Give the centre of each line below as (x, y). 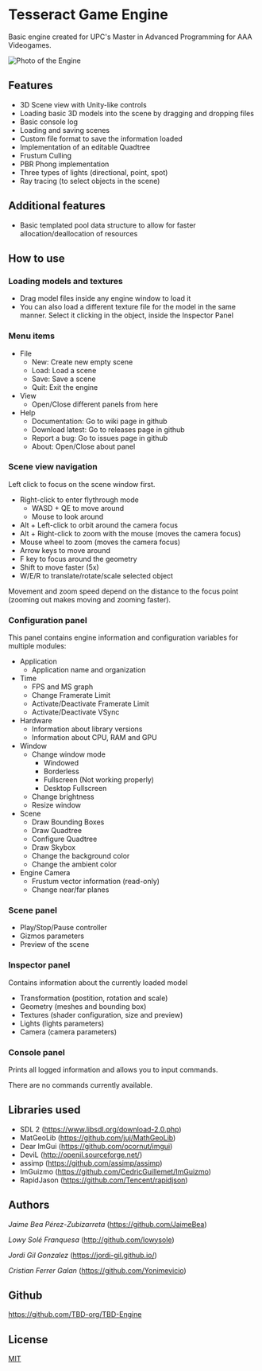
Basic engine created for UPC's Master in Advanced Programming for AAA (130, 37)
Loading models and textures (65, 281)
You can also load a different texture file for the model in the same (128, 307)
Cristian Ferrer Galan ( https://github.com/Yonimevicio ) (97, 1270)
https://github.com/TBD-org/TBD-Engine (75, 1315)
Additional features (57, 206)
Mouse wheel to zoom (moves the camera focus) (100, 542)
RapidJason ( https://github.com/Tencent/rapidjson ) (104, 1180)
